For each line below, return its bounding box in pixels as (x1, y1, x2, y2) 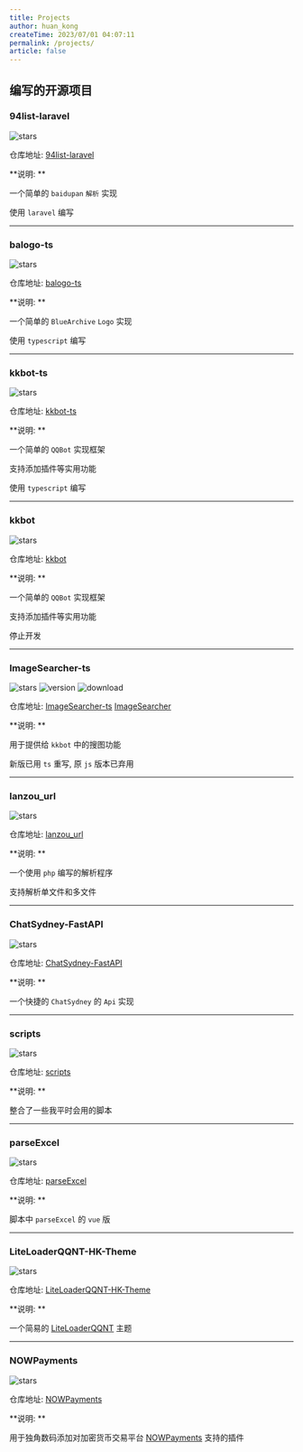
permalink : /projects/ (9, 38, 95, 48)
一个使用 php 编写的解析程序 (9, 868, 114, 879)
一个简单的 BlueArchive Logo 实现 (9, 316, 133, 327)
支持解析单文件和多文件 (9, 887, 96, 898)
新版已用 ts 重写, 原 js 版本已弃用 (9, 759, 134, 768)
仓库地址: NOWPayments (9, 1393, 103, 1404)
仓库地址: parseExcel (9, 1176, 87, 1187)
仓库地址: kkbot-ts (9, 405, 77, 416)
